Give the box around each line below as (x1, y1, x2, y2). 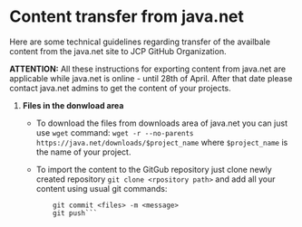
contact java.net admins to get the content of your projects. (9, 82, 231, 93)
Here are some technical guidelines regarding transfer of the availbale (9, 36, 270, 47)
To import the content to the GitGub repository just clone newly (35, 164, 272, 175)
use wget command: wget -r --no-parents (35, 127, 194, 137)
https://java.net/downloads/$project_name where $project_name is (35, 137, 288, 147)
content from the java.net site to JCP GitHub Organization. (9, 45, 227, 56)
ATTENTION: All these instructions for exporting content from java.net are (9, 63, 287, 74)
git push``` (53, 208, 98, 218)
